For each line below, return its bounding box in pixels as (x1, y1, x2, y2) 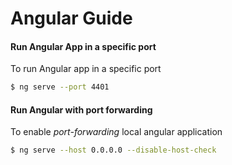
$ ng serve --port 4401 (10, 82, 110, 92)
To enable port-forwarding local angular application (10, 126, 223, 138)
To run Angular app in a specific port (10, 63, 162, 75)
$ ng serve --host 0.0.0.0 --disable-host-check (10, 145, 217, 156)
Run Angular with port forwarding (10, 103, 153, 116)
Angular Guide (10, 7, 133, 30)
